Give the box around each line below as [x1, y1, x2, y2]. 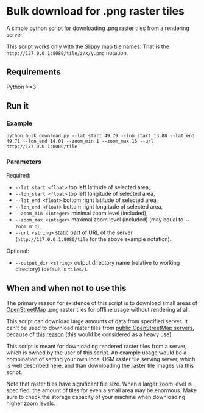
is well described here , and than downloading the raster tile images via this [6, 362, 194, 369]
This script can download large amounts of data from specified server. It [6, 317, 188, 325]
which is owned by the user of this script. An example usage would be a [6, 349, 187, 356]
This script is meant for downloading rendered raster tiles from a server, [6, 342, 187, 350]
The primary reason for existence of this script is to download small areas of [6, 299, 198, 306]
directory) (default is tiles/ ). [15, 265, 88, 273]
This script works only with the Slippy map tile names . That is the [6, 43, 169, 50]
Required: [6, 171, 31, 179]
